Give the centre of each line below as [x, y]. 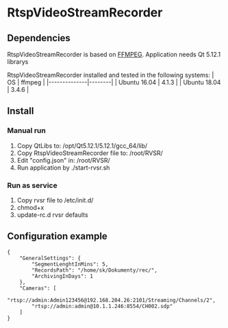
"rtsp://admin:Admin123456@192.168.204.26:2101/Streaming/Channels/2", [111, 300]
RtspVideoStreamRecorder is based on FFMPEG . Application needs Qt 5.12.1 [114, 54]
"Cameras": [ [38, 288]
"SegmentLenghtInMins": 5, [70, 264]
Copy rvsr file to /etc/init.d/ [55, 200]
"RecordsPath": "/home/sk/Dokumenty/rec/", [94, 270]
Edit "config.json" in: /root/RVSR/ [64, 160]
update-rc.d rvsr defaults [52, 215]
